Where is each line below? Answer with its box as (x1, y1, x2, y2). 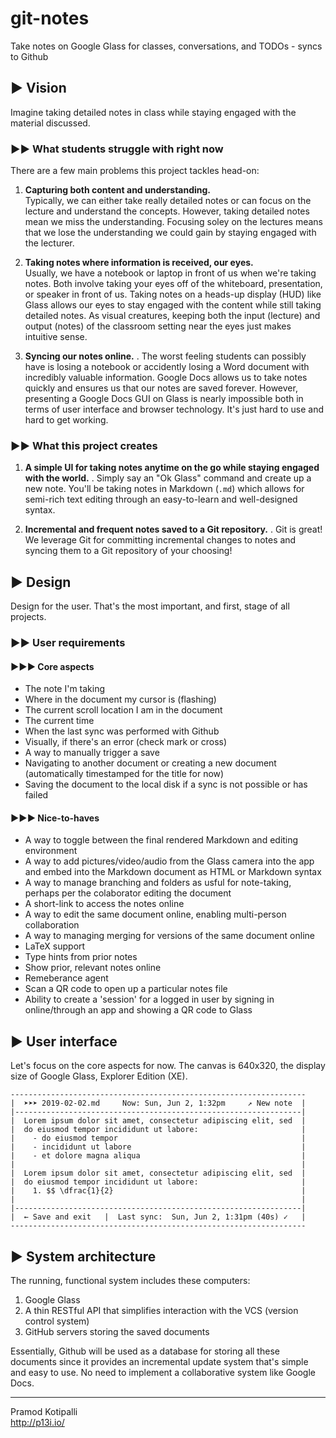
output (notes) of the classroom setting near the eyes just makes (24, 320, 292, 332)
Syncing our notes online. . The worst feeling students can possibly (24, 350, 307, 362)
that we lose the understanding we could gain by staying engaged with (24, 227, 317, 239)
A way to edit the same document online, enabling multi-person (24, 908, 287, 921)
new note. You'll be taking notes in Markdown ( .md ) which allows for (24, 483, 305, 495)
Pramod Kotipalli (10, 1406, 78, 1418)
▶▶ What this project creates (10, 438, 158, 452)
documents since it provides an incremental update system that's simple (10, 1356, 309, 1368)
